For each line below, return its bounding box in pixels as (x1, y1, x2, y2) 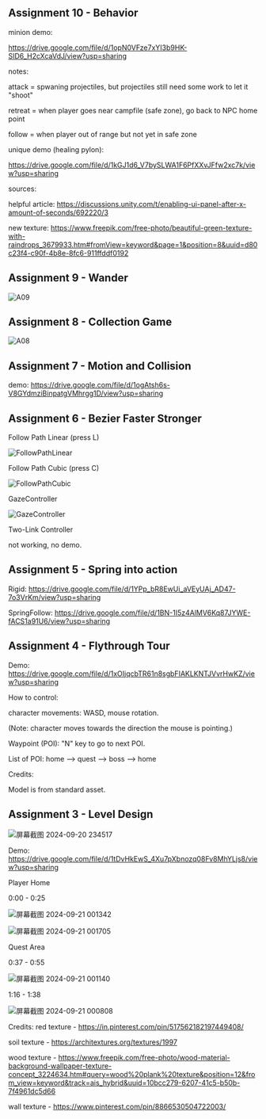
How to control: (8, 693, 59, 702)
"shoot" (8, 90, 34, 100)
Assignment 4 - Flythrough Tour (8, 640, 170, 653)
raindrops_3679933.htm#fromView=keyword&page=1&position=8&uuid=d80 (8, 239, 258, 249)
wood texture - (8, 1052, 57, 1062)
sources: (8, 184, 37, 193)
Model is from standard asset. (8, 785, 106, 794)
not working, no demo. (8, 540, 82, 550)
